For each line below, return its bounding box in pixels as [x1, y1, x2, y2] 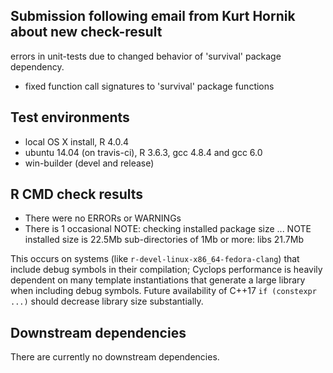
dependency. [10, 60, 65, 73]
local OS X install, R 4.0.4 [24, 135, 130, 148]
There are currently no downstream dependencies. [10, 351, 220, 363]
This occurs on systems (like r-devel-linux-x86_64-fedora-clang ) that [10, 253, 300, 265]
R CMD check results [10, 186, 144, 203]
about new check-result [10, 24, 163, 41]
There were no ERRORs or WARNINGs [24, 212, 182, 224]
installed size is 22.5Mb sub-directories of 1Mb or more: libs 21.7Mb [24, 234, 304, 246]
